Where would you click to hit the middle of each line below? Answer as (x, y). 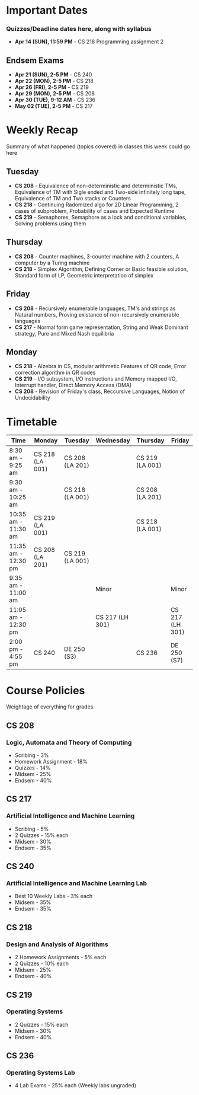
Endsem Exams (35, 60)
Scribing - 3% (32, 755)
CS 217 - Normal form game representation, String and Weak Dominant (101, 327)
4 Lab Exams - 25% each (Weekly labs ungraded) (76, 1086)
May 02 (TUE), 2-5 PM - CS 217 (54, 106)
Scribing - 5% (32, 829)
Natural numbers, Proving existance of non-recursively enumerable (97, 314)
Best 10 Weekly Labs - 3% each (54, 896)
